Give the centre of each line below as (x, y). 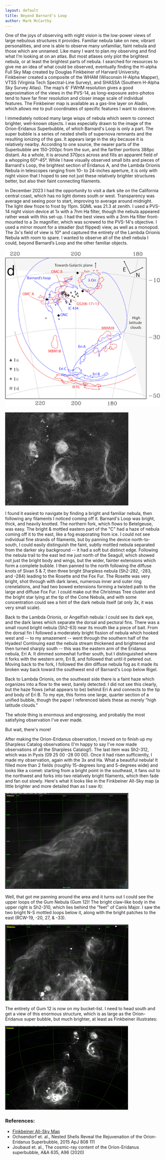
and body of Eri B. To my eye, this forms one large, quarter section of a (77, 694)
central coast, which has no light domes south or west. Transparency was (80, 196)
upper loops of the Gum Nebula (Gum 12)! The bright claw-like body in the (80, 902)
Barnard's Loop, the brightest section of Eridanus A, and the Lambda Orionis (83, 166)
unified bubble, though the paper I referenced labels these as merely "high (81, 700)
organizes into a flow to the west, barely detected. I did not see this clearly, (81, 684)
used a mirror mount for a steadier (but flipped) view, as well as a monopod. (82, 227)
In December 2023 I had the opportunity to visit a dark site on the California (82, 191)
